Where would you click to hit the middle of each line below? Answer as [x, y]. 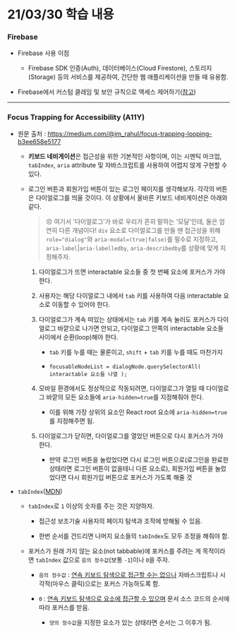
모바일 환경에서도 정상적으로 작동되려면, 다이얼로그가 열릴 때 [121, 388]
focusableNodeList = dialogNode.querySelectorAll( [125, 367]
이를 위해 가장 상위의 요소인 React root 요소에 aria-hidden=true [138, 412]
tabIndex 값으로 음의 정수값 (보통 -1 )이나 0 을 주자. [103, 560]
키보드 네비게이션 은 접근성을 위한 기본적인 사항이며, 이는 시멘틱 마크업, [125, 156]
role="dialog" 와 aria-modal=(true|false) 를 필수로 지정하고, [132, 239]
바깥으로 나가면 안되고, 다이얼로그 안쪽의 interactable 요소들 [141, 328]
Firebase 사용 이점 [43, 53]
